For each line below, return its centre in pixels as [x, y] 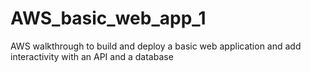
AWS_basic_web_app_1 [108, 18]
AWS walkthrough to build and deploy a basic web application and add [156, 46]
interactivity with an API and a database [92, 56]
